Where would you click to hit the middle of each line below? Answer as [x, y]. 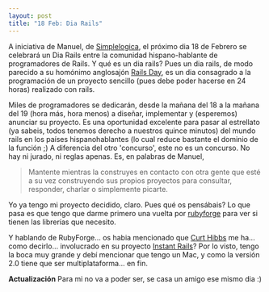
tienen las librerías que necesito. [63, 222]
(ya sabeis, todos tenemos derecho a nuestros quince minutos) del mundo [132, 131]
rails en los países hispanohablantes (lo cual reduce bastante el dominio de [133, 139]
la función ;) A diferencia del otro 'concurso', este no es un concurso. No [129, 148]
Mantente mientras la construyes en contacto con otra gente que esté [144, 172]
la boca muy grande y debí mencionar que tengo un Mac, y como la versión [134, 254]
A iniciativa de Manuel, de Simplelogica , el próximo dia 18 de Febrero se [128, 46]
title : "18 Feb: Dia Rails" [56, 23]
